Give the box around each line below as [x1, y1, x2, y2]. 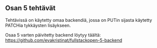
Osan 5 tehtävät [5, 4, 56, 12]
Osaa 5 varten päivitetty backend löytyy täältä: [5, 32, 101, 38]
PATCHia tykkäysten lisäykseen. [5, 22, 71, 28]
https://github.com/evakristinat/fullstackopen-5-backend [5, 37, 123, 43]
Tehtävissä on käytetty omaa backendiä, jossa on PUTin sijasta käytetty [5, 17, 153, 23]
